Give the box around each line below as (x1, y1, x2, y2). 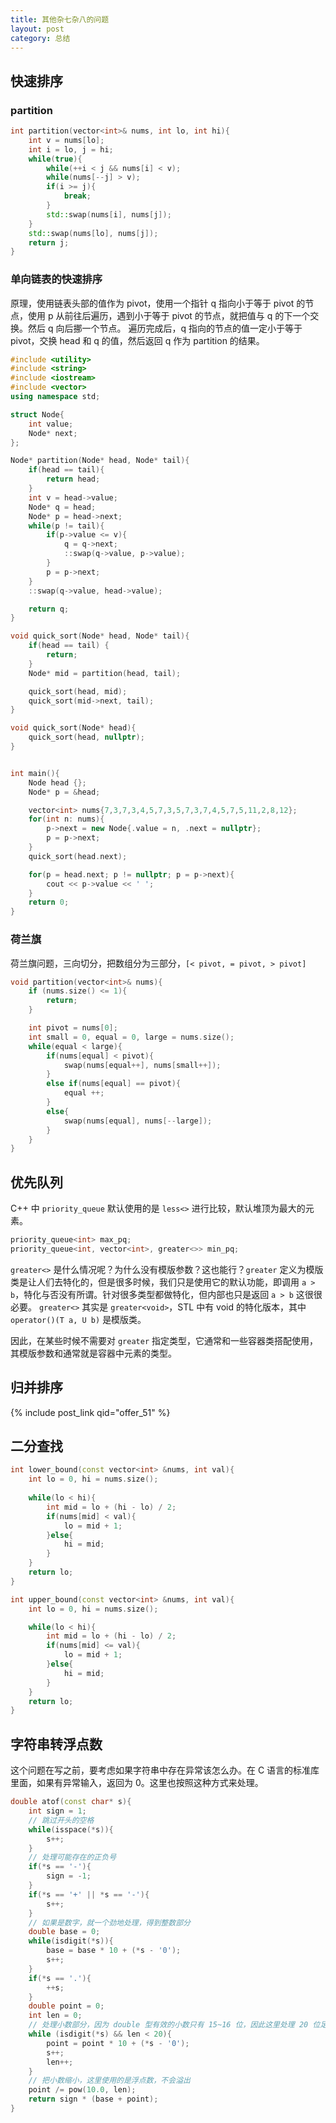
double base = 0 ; (28, 1927, 101, 1937)
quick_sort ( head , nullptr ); (28, 732, 145, 743)
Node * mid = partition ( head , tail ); (28, 668, 182, 678)
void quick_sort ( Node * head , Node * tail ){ (10, 631, 190, 641)
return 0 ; (28, 897, 70, 908)
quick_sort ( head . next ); (28, 851, 128, 861)
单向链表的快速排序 (10, 272, 103, 286)
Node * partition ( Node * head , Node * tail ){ (10, 456, 190, 466)
